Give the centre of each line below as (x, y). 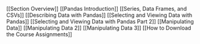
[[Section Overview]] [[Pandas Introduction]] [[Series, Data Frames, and (97, 9)
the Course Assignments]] (39, 34)
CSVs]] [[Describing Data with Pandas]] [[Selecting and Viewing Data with (99, 15)
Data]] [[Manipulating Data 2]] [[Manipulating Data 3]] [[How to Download (99, 28)
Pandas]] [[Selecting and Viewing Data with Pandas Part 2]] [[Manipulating (100, 21)
